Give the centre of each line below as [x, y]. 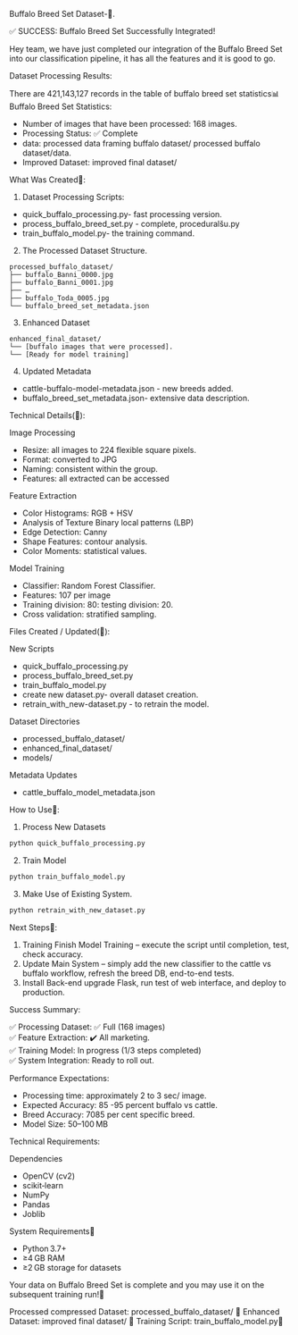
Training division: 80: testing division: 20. [98, 605]
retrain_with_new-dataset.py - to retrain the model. [116, 704]
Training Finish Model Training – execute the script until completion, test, [156, 945]
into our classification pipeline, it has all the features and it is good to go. [142, 59]
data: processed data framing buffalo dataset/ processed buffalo [141, 143]
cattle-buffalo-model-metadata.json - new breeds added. [128, 388]
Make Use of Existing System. [77, 894]
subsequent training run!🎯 [57, 1294]
